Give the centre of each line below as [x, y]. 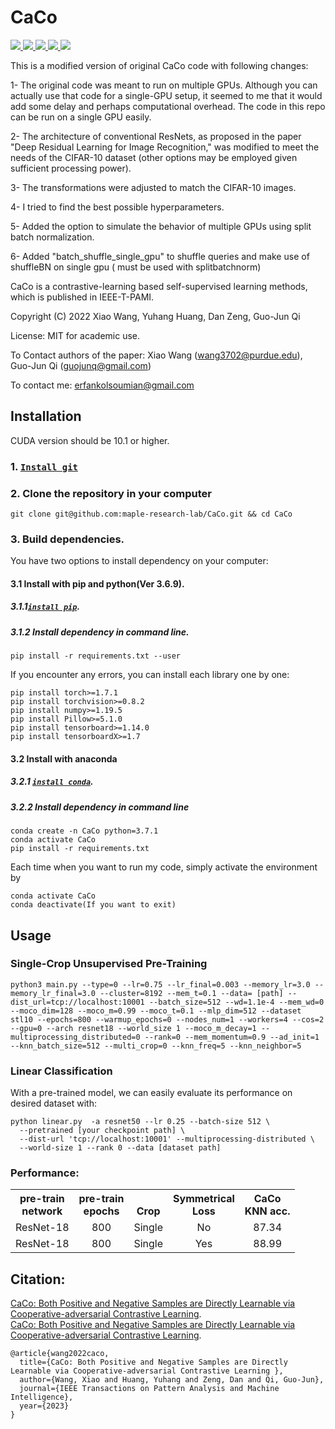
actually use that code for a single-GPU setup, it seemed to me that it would [166, 95]
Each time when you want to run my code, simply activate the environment [164, 867]
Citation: [38, 1279]
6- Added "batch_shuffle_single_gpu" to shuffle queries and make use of [160, 256]
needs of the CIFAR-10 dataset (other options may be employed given [154, 157]
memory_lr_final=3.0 [53, 993]
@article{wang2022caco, [60, 1354]
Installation [46, 416]
